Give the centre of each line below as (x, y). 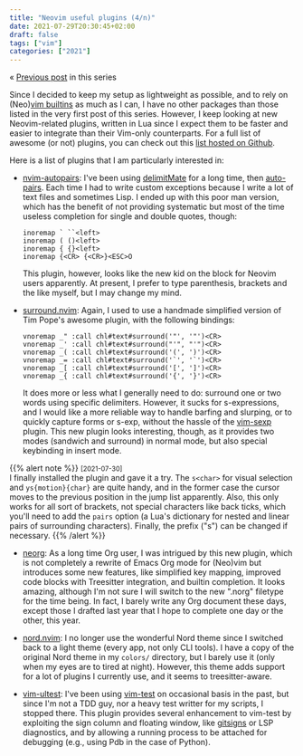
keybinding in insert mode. (72, 451)
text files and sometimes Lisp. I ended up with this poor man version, (151, 197)
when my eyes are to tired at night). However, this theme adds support (154, 667)
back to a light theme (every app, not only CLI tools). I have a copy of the (158, 647)
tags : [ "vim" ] (36, 43)
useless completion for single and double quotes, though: (130, 216)
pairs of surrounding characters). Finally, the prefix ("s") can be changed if (149, 526)
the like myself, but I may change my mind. (102, 293)
